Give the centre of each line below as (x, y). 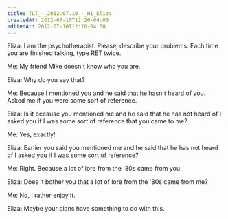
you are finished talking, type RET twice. (64, 53)
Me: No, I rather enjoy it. (41, 195)
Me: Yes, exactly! (32, 134)
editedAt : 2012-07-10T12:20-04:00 (57, 26)
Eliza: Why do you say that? (46, 80)
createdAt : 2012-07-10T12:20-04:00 (58, 20)
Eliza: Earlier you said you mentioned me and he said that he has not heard (113, 148)
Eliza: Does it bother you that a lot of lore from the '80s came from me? (107, 182)
